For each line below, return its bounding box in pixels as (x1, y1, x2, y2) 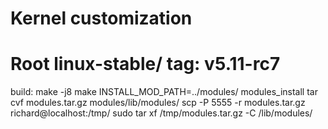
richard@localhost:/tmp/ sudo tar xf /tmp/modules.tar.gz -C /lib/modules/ (10, 107, 313, 119)
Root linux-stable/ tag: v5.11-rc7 (10, 53, 281, 76)
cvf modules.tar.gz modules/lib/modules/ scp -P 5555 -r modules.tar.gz (10, 97, 306, 109)
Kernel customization (10, 7, 193, 30)
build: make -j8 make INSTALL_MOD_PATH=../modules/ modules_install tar (10, 86, 318, 98)
